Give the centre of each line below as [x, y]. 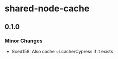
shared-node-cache [47, 9]
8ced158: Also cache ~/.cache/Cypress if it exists [62, 51]
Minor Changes [24, 41]
